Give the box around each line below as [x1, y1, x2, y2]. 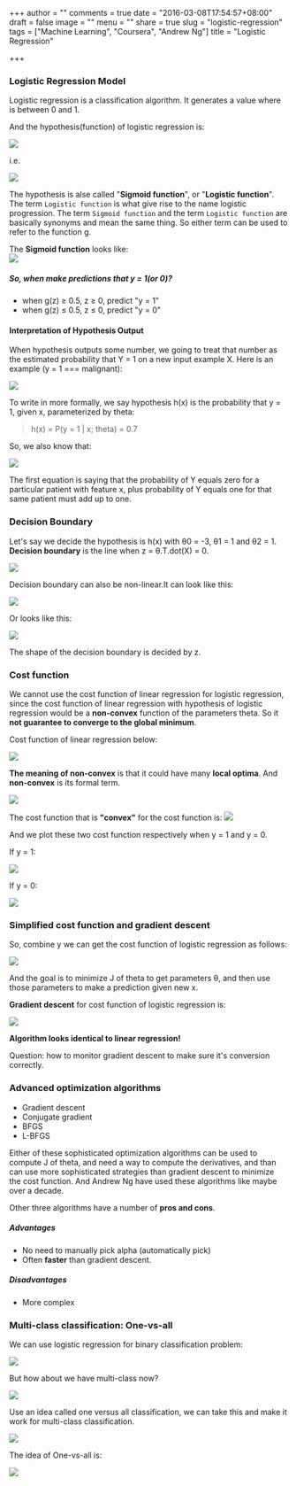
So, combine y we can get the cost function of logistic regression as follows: [9, 939, 287, 950]
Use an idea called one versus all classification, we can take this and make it [9, 1406, 287, 1417]
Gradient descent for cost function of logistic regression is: [9, 1000, 226, 1010]
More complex [21, 1296, 75, 1307]
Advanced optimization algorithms [9, 1082, 162, 1095]
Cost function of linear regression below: [9, 734, 158, 745]
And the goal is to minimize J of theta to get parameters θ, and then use [9, 973, 271, 984]
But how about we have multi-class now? [9, 1373, 159, 1383]
